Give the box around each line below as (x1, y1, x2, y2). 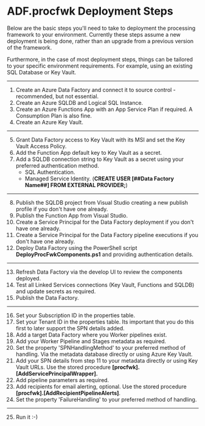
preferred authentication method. (15, 162, 99, 169)
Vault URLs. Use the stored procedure (15, 363, 111, 371)
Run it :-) (15, 413, 38, 421)
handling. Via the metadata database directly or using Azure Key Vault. (15, 350, 193, 358)
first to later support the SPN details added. (15, 324, 125, 332)
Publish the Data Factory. (15, 294, 79, 301)
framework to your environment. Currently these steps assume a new (7, 30, 181, 38)
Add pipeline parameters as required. (15, 376, 109, 383)
